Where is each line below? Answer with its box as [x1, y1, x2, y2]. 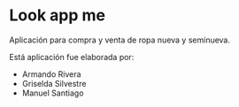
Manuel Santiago [21, 88, 84, 98]
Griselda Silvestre [21, 78, 87, 88]
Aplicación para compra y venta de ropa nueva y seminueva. [9, 34, 231, 45]
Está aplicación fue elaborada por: [9, 51, 135, 62]
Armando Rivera [21, 68, 81, 80]
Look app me [9, 5, 106, 26]
